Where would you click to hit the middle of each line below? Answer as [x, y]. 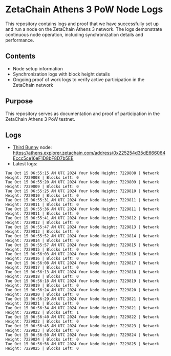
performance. [20, 40]
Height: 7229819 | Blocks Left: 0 [42, 286]
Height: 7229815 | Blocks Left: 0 [42, 250]
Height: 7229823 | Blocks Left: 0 [42, 331]
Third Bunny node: [32, 147]
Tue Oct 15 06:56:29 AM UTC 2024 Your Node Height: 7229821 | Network [82, 299]
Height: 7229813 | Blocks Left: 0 [42, 232]
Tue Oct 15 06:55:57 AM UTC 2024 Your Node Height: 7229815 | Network [82, 245]
